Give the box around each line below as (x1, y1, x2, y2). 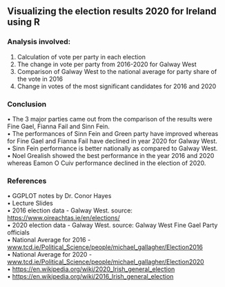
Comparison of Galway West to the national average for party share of (17, 67, 217, 75)
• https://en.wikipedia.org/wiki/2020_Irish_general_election (7, 265, 175, 273)
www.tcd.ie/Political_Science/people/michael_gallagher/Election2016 (7, 243, 204, 251)
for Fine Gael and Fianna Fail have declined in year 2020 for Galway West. (7, 137, 217, 145)
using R (7, 17, 40, 28)
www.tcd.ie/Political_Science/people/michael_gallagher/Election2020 (7, 258, 205, 266)
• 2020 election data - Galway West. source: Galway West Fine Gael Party (7, 221, 218, 230)
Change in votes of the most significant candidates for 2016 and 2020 (17, 82, 217, 90)
